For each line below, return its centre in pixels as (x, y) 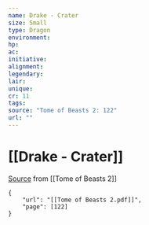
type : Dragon (29, 30)
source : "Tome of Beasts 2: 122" (63, 111)
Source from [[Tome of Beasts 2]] (63, 179)
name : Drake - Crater (44, 15)
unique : (21, 89)
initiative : (27, 60)
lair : (17, 81)
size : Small (27, 23)
